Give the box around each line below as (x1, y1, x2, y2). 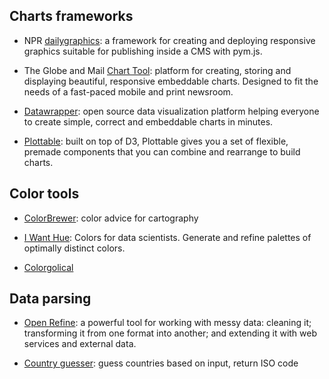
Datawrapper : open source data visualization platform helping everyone (23, 105, 320, 117)
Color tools (9, 185, 80, 203)
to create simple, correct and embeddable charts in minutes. (23, 115, 274, 128)
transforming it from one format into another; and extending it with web (23, 327, 318, 339)
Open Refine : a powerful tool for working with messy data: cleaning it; (23, 317, 312, 329)
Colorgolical (23, 261, 74, 273)
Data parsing (9, 290, 92, 308)
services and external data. (23, 338, 137, 350)
